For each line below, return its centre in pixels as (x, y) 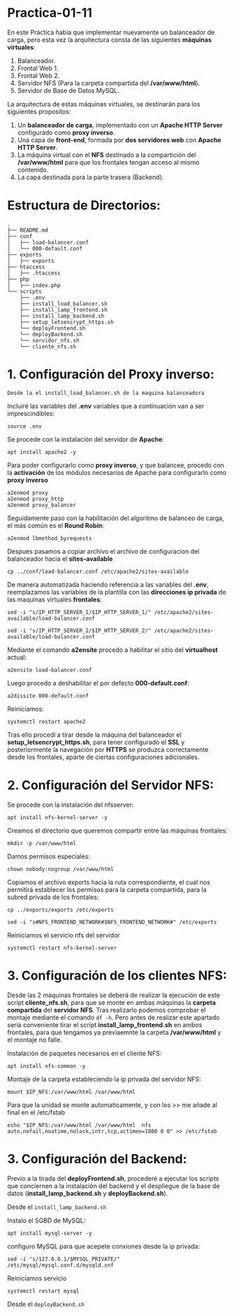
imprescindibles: (31, 413)
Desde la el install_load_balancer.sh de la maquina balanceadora (106, 393)
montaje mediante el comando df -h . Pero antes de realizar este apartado (114, 1017)
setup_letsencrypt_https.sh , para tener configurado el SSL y (96, 742)
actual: (17, 657)
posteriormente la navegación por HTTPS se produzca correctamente (108, 749)
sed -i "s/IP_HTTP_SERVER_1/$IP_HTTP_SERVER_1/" (79, 612)
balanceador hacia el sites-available (60, 559)
